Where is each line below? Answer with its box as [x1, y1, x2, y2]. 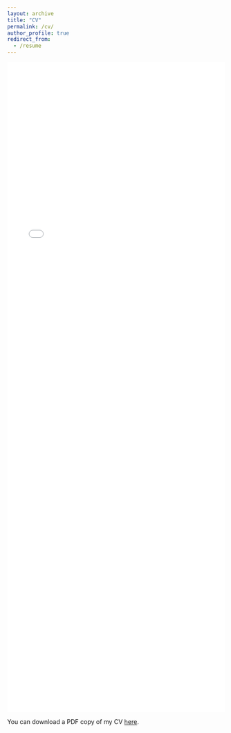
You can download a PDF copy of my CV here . [7, 718, 140, 725]
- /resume [13, 42, 41, 49]
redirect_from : [7, 36, 51, 43]
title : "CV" [7, 17, 41, 24]
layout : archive [7, 10, 54, 17]
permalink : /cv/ [7, 23, 54, 30]
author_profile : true [7, 29, 70, 37]
